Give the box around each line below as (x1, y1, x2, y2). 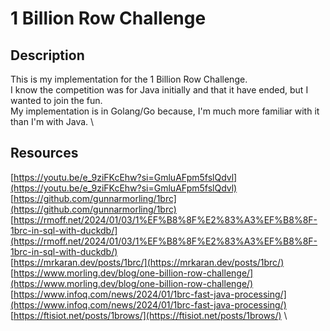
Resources (10, 145, 79, 162)
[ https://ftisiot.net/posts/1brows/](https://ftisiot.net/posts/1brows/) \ (10, 309, 288, 321)
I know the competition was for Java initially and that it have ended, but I (10, 84, 309, 96)
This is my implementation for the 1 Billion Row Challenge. (10, 73, 248, 85)
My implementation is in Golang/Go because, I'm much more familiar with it (10, 105, 320, 117)
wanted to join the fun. (10, 95, 103, 106)
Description (10, 47, 85, 64)
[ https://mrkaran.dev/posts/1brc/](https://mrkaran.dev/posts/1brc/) (10, 256, 285, 268)
